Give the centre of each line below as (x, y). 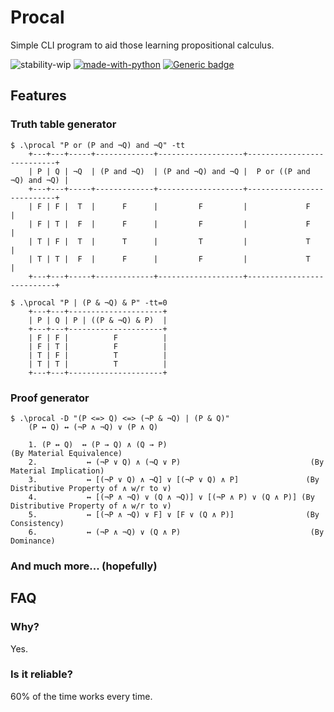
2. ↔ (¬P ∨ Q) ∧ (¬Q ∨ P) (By (176, 462)
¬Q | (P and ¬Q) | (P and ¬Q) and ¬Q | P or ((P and (192, 171)
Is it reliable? (41, 674)
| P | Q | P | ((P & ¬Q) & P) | (98, 320)
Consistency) (37, 523)
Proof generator (50, 398)
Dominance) (33, 541)
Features (38, 96)
